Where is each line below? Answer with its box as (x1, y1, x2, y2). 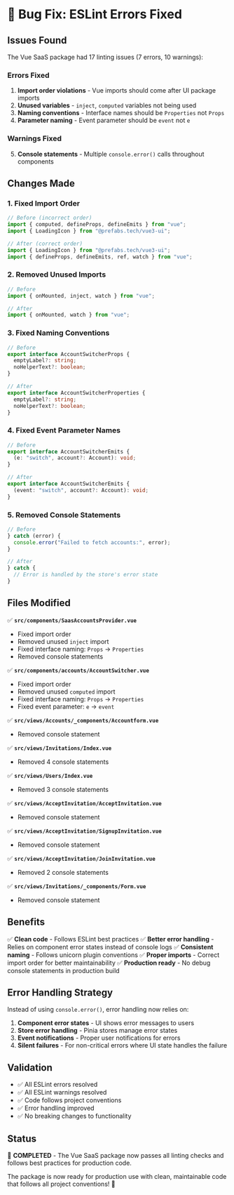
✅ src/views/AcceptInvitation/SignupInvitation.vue (7, 826, 163, 835)
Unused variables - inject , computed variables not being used (17, 101, 197, 110)
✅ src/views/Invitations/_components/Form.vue (7, 881, 146, 890)
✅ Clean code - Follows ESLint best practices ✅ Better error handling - (7, 935, 214, 943)
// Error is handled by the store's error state (13, 572, 158, 579)
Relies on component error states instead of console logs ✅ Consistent (7, 942, 214, 951)
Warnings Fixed (7, 133, 62, 143)
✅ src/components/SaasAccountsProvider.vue (7, 616, 137, 624)
